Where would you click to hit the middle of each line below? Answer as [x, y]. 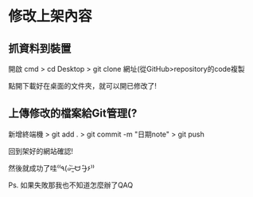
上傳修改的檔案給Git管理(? [73, 114]
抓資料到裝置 [40, 48]
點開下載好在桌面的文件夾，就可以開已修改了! [83, 86]
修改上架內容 [51, 16]
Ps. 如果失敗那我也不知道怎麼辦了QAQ [71, 185]
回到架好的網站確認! [41, 151]
